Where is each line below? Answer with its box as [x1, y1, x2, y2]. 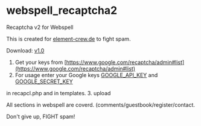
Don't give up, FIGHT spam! [6, 113, 75, 120]
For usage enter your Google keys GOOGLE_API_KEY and [14, 71, 158, 78]
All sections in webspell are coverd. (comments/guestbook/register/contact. [6, 101, 195, 109]
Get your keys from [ [14, 58, 66, 66]
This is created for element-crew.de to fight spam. [6, 35, 131, 42]
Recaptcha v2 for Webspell [6, 24, 74, 31]
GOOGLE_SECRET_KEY [14, 78, 74, 85]
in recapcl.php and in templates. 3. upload [6, 89, 111, 96]
